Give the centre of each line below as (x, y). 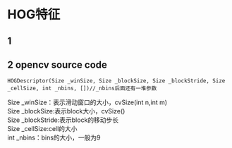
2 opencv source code (57, 64)
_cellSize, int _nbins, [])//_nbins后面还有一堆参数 (82, 89)
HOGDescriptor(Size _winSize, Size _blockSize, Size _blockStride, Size (116, 81)
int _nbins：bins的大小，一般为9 (54, 137)
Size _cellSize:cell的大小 (42, 129)
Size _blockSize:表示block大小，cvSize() (66, 111)
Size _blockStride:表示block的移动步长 (63, 120)
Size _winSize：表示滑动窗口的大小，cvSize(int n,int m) (87, 102)
